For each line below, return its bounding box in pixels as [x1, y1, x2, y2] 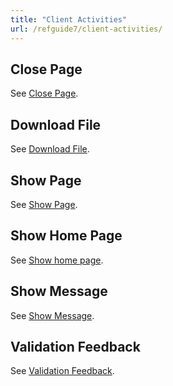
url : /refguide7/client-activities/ [10, 24, 163, 34]
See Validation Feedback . [10, 365, 115, 377]
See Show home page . [10, 254, 104, 266]
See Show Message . [10, 309, 95, 321]
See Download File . [10, 143, 90, 155]
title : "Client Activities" [10, 14, 128, 25]
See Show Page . [10, 198, 78, 210]
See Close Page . [10, 87, 79, 100]
